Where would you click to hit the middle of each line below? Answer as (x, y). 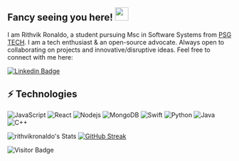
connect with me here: (40, 57)
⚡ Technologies (42, 94)
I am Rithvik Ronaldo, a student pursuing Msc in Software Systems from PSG (119, 34)
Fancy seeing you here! (60, 17)
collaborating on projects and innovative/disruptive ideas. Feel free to (109, 50)
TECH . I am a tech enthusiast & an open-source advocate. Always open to (116, 42)
